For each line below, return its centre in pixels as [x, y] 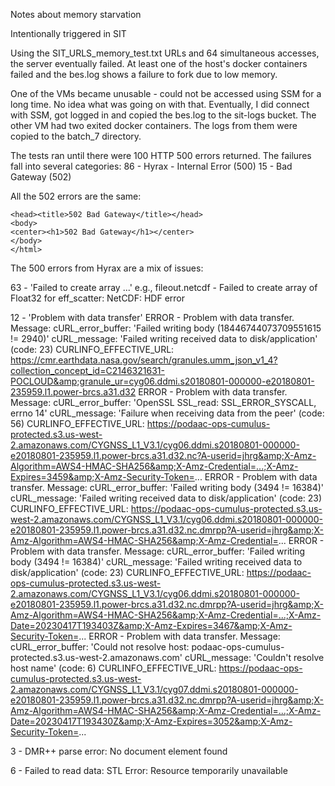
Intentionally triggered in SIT [68, 33]
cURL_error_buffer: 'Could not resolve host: [100, 647]
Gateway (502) [41, 177]
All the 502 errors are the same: [76, 196]
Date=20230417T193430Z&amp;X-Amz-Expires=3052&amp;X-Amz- [151, 721]
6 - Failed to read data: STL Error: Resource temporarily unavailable [149, 770]
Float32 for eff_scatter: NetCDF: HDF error [98, 298]
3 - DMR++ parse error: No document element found [119, 751]
